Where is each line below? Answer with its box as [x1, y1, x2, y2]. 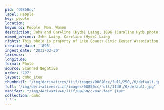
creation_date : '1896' [5, 43, 51, 48]
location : [5, 20, 25, 26]
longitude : [5, 57, 27, 62]
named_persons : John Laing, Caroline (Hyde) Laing [5, 35, 110, 39]
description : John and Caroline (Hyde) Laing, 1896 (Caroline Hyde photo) [5, 30, 161, 35]
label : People [5, 12, 34, 17]
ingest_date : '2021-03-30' [5, 48, 60, 53]
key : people [5, 16, 29, 21]
